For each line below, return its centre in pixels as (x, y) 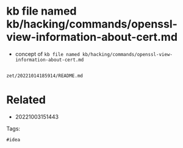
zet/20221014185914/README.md (45, 76)
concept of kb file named (48, 54)
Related (26, 100)
